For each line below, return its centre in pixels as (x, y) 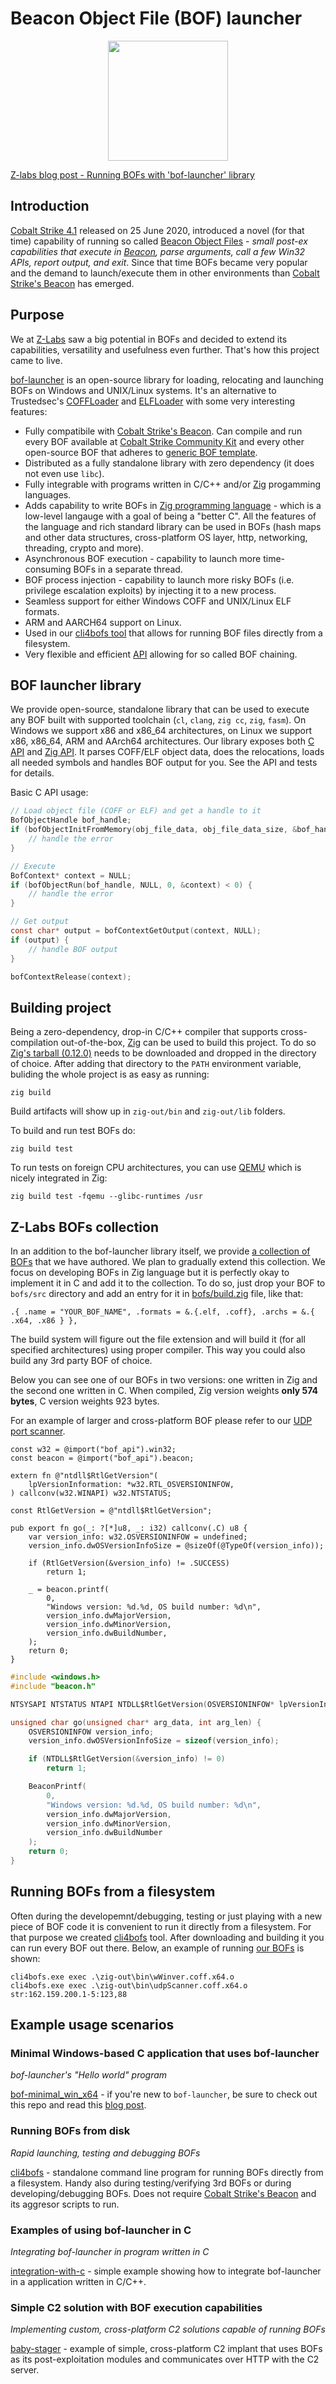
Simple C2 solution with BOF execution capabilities (136, 2307)
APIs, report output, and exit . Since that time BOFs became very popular (159, 262)
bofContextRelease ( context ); (71, 977)
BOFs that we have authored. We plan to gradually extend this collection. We (168, 1261)
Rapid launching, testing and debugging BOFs (105, 2153)
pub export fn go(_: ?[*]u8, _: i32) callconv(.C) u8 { (129, 1528)
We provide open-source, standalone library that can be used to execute (160, 709)
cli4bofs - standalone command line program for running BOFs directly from (167, 2172)
